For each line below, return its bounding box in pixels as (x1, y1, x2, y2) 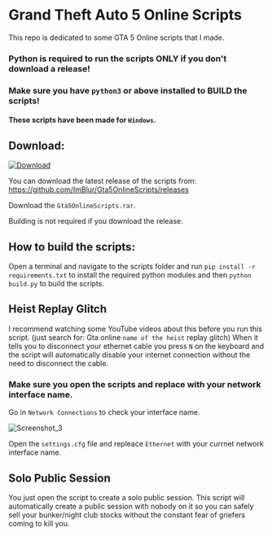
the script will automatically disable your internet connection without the (8, 350, 251, 360)
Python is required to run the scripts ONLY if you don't (8, 53, 227, 64)
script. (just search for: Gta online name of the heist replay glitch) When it (8, 332, 259, 342)
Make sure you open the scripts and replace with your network (8, 378, 261, 390)
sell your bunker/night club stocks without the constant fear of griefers (8, 510, 246, 520)
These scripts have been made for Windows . (8, 115, 156, 125)
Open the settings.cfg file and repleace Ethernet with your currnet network (8, 439, 265, 449)
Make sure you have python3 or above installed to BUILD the (8, 85, 248, 96)
